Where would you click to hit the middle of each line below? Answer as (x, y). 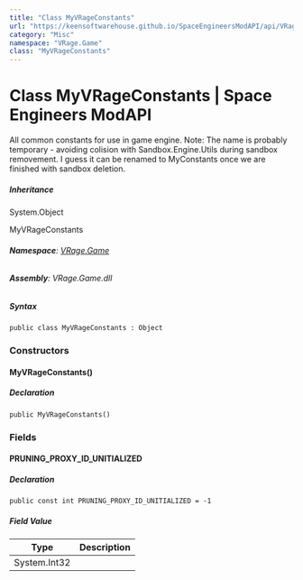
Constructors (39, 351)
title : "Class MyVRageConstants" (72, 18)
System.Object (37, 212)
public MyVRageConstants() (60, 414)
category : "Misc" (42, 34)
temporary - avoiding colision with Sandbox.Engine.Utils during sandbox (143, 150)
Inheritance (32, 189)
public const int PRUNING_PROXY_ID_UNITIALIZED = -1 (110, 502)
